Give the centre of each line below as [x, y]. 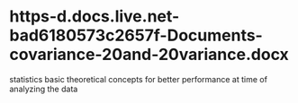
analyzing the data [44, 89]
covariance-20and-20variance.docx [149, 55]
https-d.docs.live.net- [95, 17]
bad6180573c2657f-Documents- [136, 35]
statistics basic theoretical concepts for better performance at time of [139, 79]
